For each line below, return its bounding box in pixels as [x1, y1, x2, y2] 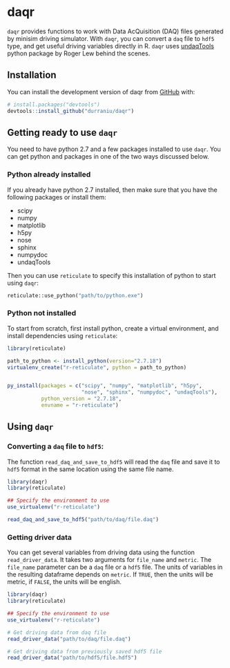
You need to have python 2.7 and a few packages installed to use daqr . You [7, 145, 221, 153]
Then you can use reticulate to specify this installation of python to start [7, 271, 216, 279]
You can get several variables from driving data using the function [7, 548, 195, 556]
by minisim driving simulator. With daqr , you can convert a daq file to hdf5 [7, 34, 215, 42]
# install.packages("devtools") [7, 101, 100, 108]
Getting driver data [7, 532, 73, 542]
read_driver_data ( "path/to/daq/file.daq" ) [7, 635, 131, 642]
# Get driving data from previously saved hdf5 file [7, 648, 162, 655]
